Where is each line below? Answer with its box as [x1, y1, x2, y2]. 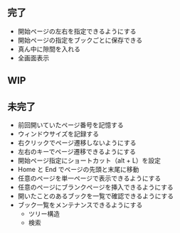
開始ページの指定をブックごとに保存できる [17, 36, 143, 44]
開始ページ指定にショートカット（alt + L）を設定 [17, 156, 162, 165]
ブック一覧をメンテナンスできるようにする [17, 201, 143, 210]
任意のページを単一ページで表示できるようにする [17, 174, 162, 183]
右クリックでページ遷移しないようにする [17, 139, 137, 147]
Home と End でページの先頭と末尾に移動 [17, 166, 139, 174]
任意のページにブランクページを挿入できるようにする [17, 183, 174, 192]
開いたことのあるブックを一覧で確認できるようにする [17, 192, 174, 200]
